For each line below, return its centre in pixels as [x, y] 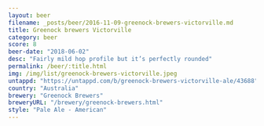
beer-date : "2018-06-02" [49, 52]
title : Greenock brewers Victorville [70, 30]
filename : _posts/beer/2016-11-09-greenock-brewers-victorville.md [121, 23]
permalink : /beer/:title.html [58, 67]
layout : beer [29, 15]
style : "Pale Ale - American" [58, 110]
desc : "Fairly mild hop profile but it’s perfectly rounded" [110, 59]
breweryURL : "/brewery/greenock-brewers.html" [86, 103]
